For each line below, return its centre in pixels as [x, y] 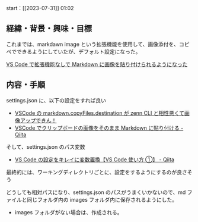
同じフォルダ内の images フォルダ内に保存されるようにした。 [102, 199]
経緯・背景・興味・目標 [49, 29]
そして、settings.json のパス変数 [46, 146]
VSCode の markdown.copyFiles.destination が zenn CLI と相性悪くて [100, 113]
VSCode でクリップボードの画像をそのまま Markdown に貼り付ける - [99, 128]
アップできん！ [38, 120]
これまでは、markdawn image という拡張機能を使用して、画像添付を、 [93, 44]
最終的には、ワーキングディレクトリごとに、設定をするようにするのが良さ [97, 172]
